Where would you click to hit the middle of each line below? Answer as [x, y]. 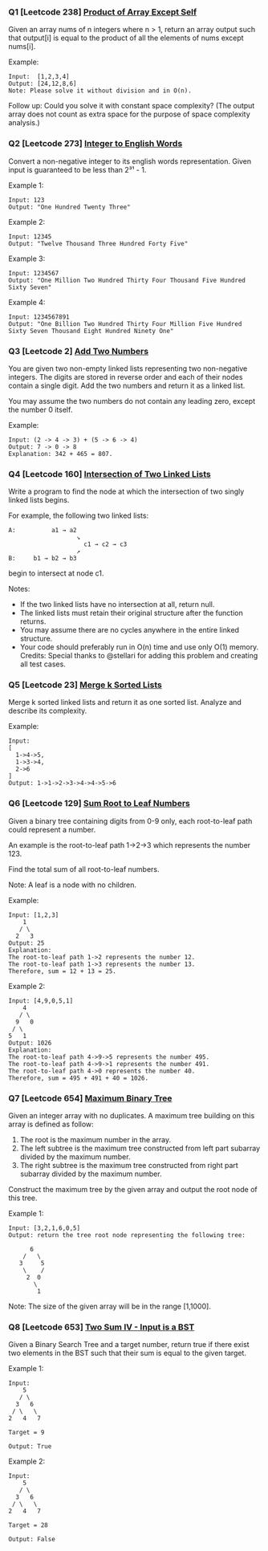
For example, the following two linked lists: [79, 515]
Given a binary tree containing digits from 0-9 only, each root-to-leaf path [130, 820]
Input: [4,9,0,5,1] [41, 1001]
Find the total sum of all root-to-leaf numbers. [84, 869]
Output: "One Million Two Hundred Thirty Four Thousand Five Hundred [127, 280]
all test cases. [43, 664]
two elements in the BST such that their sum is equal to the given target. [128, 1353]
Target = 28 [28, 1525]
